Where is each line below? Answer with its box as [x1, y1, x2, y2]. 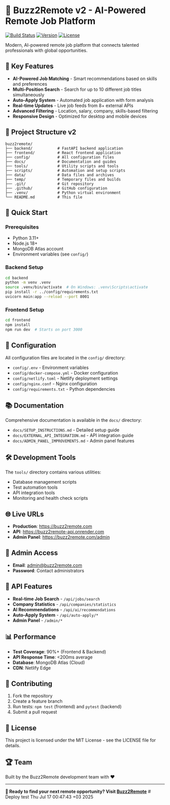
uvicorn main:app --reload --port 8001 [5, 294, 90, 300]
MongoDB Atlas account [12, 246, 64, 252]
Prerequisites [5, 223, 39, 230]
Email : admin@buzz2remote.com [12, 562, 82, 568]
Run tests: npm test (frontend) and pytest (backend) [12, 704, 122, 710]
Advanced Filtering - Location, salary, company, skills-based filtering [12, 107, 158, 114]
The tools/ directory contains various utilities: [5, 469, 101, 475]
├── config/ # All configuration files [5, 155, 114, 160]
